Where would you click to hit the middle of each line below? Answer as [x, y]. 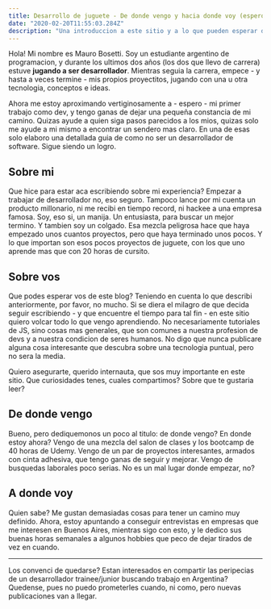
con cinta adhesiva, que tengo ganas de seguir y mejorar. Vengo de [121, 459]
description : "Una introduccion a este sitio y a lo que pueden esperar [133, 31]
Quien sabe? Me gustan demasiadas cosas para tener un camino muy [124, 512]
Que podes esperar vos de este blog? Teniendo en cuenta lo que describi [130, 296]
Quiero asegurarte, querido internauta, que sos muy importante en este [127, 371]
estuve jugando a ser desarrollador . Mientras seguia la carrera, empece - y [134, 71]
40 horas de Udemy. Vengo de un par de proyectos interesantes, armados [132, 450]
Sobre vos [34, 276]
